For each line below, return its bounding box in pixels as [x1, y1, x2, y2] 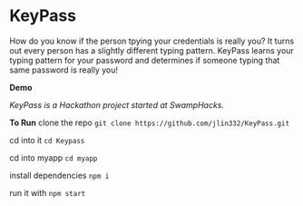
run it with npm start [9, 187, 86, 198]
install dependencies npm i [9, 170, 110, 181]
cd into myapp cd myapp [9, 152, 98, 163]
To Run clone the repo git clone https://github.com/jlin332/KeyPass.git [9, 117, 290, 128]
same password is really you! [9, 64, 118, 75]
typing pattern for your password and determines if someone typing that [9, 54, 280, 65]
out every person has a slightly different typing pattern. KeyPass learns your [9, 44, 295, 55]
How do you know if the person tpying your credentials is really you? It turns [9, 35, 295, 46]
